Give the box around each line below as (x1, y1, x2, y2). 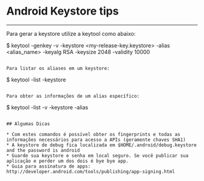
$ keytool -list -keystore (6, 76, 66, 83)
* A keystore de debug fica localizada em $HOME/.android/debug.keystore (6, 142, 197, 148)
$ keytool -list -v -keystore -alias (6, 103, 89, 111)
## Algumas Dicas (6, 120, 50, 127)
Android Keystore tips (6, 4, 119, 18)
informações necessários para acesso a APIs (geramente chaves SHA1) (6, 137, 186, 143)
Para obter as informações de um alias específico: (6, 93, 140, 99)
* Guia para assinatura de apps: (6, 163, 91, 169)
